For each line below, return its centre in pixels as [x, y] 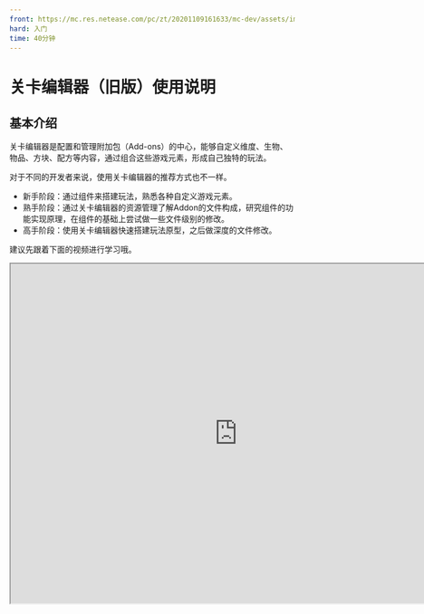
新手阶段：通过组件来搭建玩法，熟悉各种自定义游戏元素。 [130, 197]
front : [22, 19]
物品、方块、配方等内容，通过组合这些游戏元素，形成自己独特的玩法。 [140, 158]
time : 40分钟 [33, 38]
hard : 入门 [29, 29]
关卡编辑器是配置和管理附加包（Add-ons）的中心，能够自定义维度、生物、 [149, 147]
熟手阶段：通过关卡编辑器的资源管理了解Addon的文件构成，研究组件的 [154, 207]
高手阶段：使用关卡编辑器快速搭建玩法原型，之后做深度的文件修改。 [149, 230]
